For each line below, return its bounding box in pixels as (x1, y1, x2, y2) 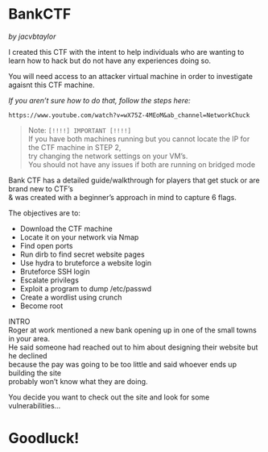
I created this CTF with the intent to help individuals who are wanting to (8, 47, 245, 56)
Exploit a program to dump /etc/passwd (19, 283, 152, 293)
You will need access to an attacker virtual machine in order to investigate (8, 71, 254, 81)
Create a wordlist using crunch (19, 292, 122, 302)
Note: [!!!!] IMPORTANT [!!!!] (27, 125, 131, 135)
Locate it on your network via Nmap (19, 232, 139, 242)
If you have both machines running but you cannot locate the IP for (27, 134, 250, 144)
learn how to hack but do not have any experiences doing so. (8, 56, 212, 65)
